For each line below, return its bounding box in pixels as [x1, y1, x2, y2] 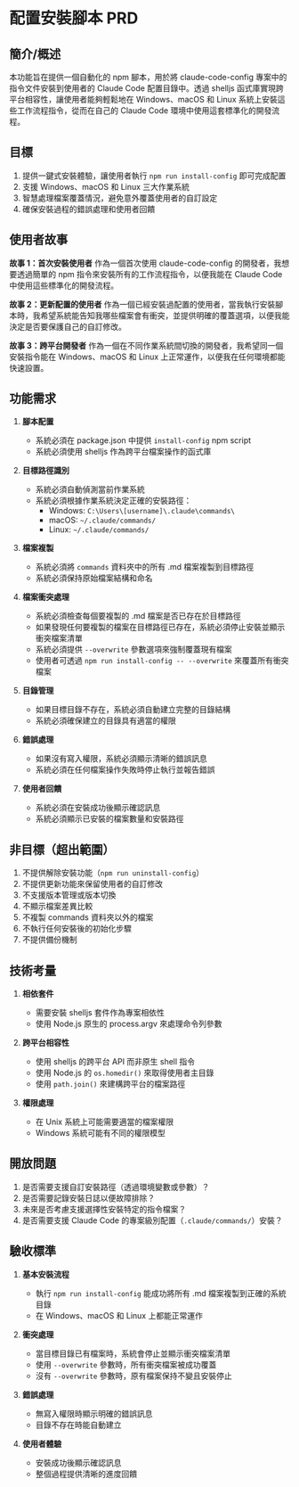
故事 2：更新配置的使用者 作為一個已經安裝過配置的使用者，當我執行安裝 [9, 299, 276, 309]
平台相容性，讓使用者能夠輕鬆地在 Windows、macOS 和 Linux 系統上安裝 [9, 94, 279, 104]
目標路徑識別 [21, 465, 69, 476]
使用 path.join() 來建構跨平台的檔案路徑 [35, 1079, 186, 1089]
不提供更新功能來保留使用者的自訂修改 [21, 879, 163, 890]
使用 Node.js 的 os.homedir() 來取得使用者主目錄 [35, 1067, 214, 1079]
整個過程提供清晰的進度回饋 [35, 1468, 138, 1479]
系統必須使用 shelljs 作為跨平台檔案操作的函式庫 [35, 447, 212, 457]
